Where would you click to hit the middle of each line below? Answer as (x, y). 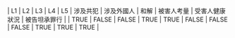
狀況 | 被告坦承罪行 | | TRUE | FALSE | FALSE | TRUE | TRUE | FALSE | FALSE (117, 19)
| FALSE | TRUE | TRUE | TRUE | (53, 27)
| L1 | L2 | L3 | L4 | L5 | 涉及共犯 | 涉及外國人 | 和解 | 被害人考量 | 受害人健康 (116, 11)
